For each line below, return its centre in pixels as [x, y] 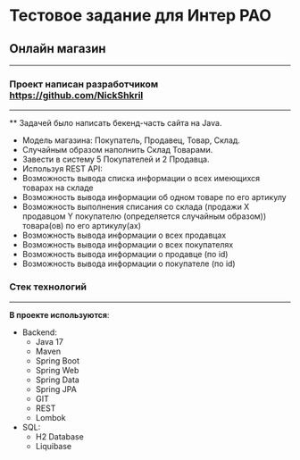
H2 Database [60, 436]
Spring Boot [58, 360]
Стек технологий [48, 287]
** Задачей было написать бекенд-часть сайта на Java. [116, 123]
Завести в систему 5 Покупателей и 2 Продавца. [116, 159]
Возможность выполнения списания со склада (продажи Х [136, 207]
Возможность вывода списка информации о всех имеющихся [141, 179]
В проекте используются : [59, 314]
